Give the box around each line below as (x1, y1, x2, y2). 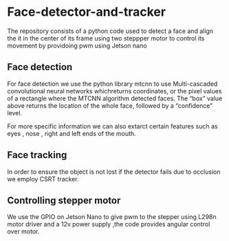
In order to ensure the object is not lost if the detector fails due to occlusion (7, 168, 221, 176)
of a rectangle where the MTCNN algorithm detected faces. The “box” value (7, 94, 223, 102)
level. (7, 108, 23, 117)
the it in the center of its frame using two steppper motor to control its (7, 34, 205, 42)
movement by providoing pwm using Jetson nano (7, 41, 147, 49)
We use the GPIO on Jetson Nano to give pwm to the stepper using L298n (7, 213, 217, 221)
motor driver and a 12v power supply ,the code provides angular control (7, 220, 210, 229)
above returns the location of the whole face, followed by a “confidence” (7, 101, 213, 110)
